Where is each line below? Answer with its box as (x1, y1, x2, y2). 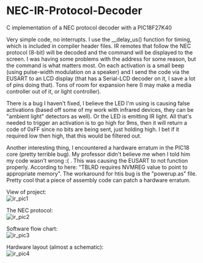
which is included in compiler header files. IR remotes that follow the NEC (6, 42, 191, 50)
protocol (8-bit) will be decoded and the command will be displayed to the (6, 48, 193, 56)
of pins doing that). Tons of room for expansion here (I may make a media (6, 81, 191, 89)
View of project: (6, 188, 47, 196)
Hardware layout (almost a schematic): (6, 243, 104, 251)
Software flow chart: (6, 224, 58, 232)
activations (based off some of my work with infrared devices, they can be (6, 106, 194, 113)
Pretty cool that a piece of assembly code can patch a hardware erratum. (6, 176, 191, 183)
